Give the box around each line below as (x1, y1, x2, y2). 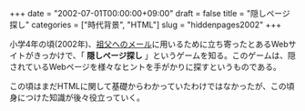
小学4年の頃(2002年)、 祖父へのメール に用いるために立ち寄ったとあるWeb (9, 39, 289, 49)
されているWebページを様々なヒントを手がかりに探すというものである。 (9, 62, 281, 72)
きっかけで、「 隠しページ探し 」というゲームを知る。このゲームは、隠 (33, 50, 296, 61)
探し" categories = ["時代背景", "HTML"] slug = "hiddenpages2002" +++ (9, 19, 282, 30)
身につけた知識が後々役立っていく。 (9, 92, 146, 103)
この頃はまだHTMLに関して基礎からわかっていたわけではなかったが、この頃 (9, 81, 295, 91)
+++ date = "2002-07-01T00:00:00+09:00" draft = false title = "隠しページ (9, 8, 290, 18)
